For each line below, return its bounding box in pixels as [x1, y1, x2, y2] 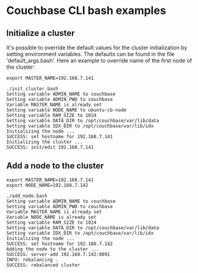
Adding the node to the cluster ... [6, 246, 99, 252]
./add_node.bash [6, 193, 48, 199]
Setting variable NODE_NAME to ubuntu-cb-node [6, 107, 127, 113]
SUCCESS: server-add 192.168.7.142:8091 [6, 251, 111, 257]
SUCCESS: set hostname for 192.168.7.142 [6, 241, 113, 247]
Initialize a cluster [6, 28, 75, 38]
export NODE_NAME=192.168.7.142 [6, 182, 88, 188]
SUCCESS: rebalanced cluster [6, 262, 80, 268]
